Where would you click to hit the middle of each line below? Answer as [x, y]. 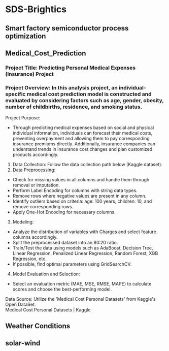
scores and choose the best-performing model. [62, 289]
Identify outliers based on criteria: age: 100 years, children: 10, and [82, 201]
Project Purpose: [23, 118]
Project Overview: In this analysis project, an [61, 87]
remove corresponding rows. [43, 207]
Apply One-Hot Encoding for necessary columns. [64, 212]
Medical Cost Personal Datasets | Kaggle [48, 310]
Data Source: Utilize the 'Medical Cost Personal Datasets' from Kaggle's [80, 299]
